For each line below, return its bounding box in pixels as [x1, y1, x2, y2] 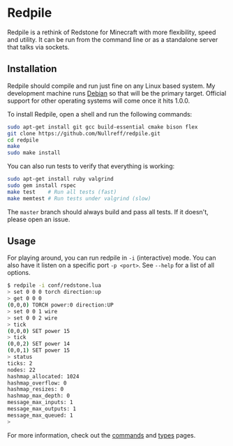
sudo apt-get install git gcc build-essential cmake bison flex [7, 124, 198, 131]
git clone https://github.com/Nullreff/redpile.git [7, 130, 160, 137]
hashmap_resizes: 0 [7, 386, 64, 393]
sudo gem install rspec [7, 182, 77, 189]
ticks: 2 [7, 359, 33, 367]
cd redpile [7, 136, 39, 144]
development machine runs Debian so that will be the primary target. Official [7, 89, 227, 97]
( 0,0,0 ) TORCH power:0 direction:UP [7, 302, 114, 309]
